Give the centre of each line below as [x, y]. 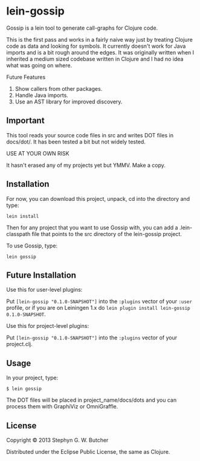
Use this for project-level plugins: [48, 326]
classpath [18, 234]
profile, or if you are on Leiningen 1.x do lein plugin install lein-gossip [98, 308]
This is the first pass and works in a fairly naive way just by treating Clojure [100, 39]
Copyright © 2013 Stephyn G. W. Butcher [57, 440]
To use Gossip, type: [32, 246]
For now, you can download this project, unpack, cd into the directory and [98, 198]
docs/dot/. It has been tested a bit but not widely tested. [76, 142]
